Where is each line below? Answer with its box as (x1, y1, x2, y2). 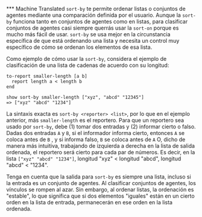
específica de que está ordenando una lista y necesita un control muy (6, 37, 180, 44)
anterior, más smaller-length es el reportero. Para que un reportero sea (6, 117, 185, 124)
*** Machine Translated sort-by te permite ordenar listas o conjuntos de (6, 5, 186, 12)
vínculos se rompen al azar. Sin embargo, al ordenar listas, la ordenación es (6, 186, 194, 193)
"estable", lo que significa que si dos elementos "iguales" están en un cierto (6, 192, 195, 200)
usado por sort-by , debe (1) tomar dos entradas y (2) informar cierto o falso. (6, 123, 196, 130)
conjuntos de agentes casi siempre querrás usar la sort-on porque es (6, 24, 179, 31)
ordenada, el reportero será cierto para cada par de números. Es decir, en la (6, 149, 195, 156)
